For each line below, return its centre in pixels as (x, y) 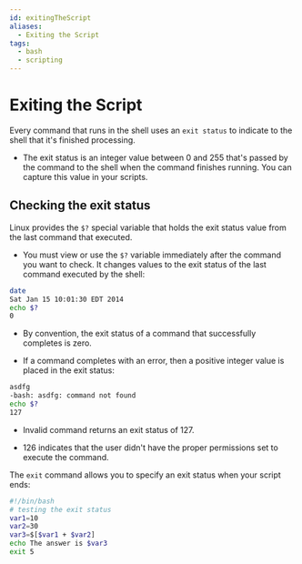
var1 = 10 (24, 518)
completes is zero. (57, 343)
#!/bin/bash (32, 501)
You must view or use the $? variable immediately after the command (152, 255)
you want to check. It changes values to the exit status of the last (144, 264)
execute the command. (65, 457)
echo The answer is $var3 (58, 544)
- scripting (40, 60)
